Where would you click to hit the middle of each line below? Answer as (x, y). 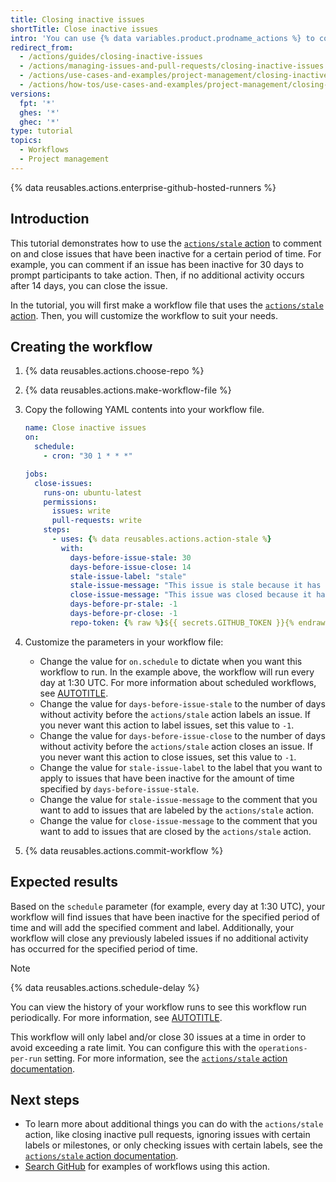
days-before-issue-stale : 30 (130, 557)
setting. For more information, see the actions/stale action (166, 1058)
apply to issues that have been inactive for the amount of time (167, 778)
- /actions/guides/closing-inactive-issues (111, 57)
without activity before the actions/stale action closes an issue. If (176, 746)
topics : (26, 141)
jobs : (36, 474)
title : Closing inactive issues (77, 19)
